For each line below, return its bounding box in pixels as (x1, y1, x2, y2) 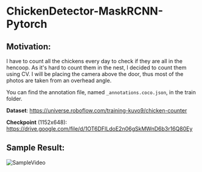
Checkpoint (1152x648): (6, 119, 68, 126)
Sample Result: (6, 143, 65, 153)
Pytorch (6, 17, 47, 31)
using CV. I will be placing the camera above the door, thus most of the (6, 71, 184, 77)
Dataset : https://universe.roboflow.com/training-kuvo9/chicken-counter (6, 107, 187, 114)
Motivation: (6, 41, 51, 52)
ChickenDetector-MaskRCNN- (6, 4, 163, 18)
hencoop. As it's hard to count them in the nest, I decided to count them (6, 64, 187, 71)
